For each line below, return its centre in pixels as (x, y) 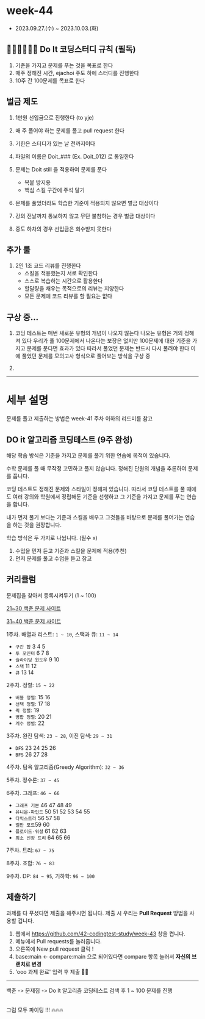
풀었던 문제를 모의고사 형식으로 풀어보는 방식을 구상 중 (86, 356)
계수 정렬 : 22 (30, 723)
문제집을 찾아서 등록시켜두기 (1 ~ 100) (51, 595)
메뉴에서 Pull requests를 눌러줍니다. (58, 941)
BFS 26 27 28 (31, 754)
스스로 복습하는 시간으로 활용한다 (63, 281)
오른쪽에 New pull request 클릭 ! (54, 949)
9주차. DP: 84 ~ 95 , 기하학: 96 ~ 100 (51, 876)
